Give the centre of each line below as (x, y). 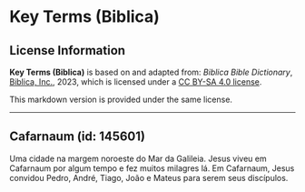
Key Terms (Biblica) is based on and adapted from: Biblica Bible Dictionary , (151, 72)
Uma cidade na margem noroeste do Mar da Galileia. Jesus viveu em (138, 158)
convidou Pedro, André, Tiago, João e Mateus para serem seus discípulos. (149, 177)
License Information (67, 51)
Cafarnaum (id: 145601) (77, 137)
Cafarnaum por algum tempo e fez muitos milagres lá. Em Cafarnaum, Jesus (152, 168)
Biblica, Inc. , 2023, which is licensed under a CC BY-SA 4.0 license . (136, 82)
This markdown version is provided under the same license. (121, 99)
